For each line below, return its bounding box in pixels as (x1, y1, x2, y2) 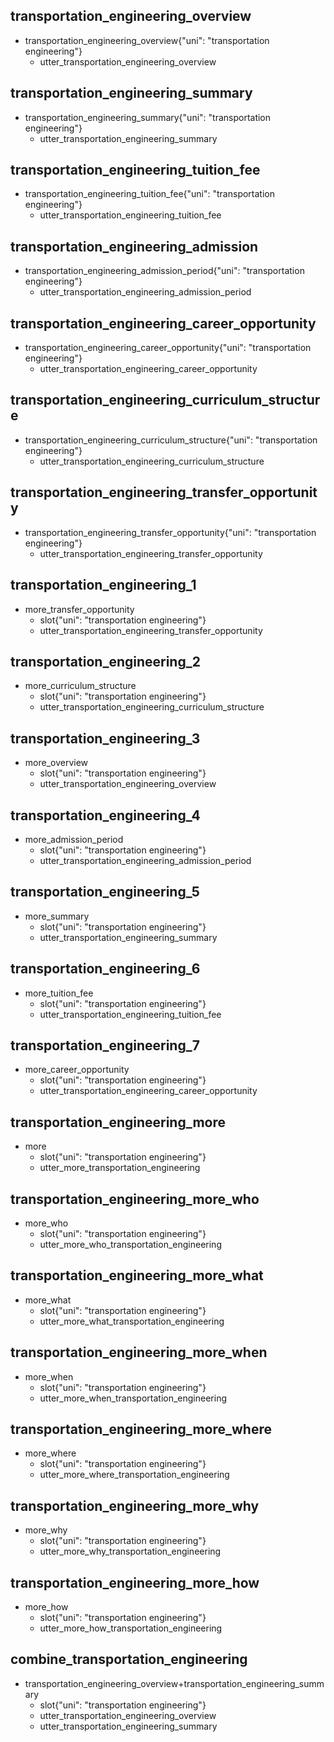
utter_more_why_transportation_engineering (39, 1545, 222, 1558)
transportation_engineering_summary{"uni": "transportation (24, 111, 272, 123)
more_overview (24, 757, 89, 769)
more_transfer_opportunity (24, 603, 135, 615)
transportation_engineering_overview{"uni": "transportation (24, 34, 270, 46)
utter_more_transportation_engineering (39, 1162, 201, 1174)
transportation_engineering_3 (10, 730, 201, 747)
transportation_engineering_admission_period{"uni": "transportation (24, 265, 305, 277)
